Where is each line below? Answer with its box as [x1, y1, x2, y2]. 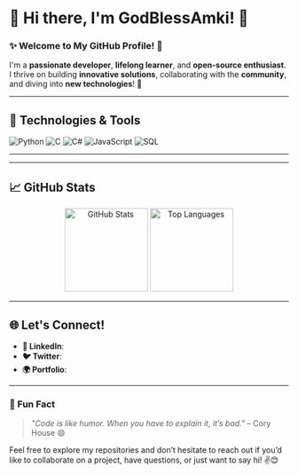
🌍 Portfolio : [21, 364, 67, 375]
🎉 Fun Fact [9, 398, 56, 410]
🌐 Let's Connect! [9, 317, 105, 332]
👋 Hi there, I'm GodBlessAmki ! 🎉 [9, 8, 249, 28]
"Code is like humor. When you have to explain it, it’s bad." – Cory [30, 418, 271, 429]
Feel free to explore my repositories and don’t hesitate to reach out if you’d [9, 445, 282, 455]
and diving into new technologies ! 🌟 [9, 79, 143, 90]
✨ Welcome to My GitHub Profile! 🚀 [9, 40, 163, 52]
